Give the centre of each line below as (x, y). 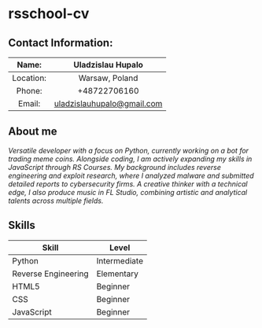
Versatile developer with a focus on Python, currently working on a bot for (129, 150)
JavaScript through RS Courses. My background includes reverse (115, 167)
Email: (30, 103)
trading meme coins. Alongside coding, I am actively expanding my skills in (130, 159)
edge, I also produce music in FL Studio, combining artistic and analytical (128, 192)
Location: (30, 78)
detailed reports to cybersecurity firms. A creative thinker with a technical (128, 184)
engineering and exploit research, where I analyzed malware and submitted (131, 175)
